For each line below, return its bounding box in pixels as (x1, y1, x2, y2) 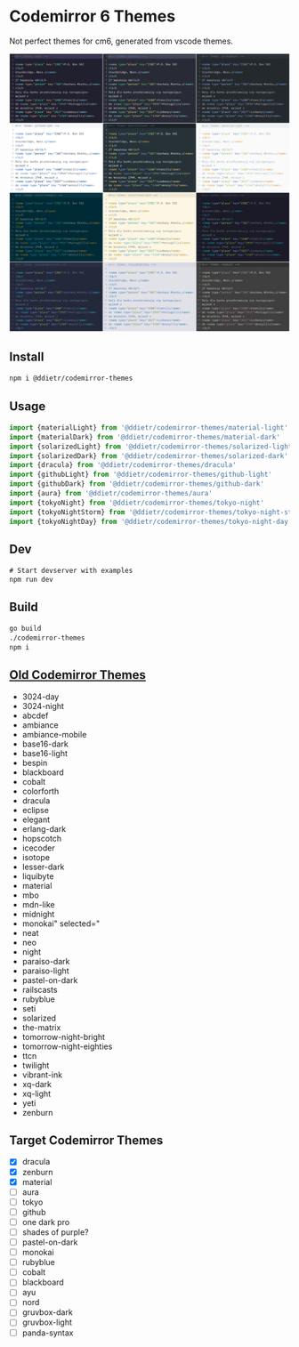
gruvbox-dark (21, 1307, 73, 1318)
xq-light (21, 1088, 52, 1099)
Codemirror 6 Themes (9, 6, 176, 27)
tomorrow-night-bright (21, 1031, 105, 1042)
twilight (21, 1060, 50, 1070)
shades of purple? (21, 1226, 89, 1238)
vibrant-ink (21, 1069, 63, 1080)
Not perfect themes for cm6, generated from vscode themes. (9, 36, 234, 46)
